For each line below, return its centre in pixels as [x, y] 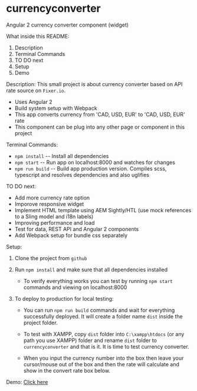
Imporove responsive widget [49, 204]
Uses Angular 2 [33, 101]
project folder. [40, 323]
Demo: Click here [27, 382]
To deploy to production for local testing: [64, 298]
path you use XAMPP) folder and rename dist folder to [90, 340]
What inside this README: [38, 36]
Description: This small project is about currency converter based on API [94, 84]
